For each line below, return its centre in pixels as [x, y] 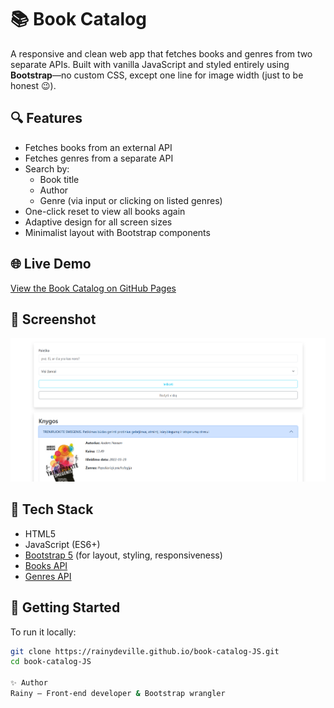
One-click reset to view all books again [105, 211]
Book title [59, 179]
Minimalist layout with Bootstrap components [117, 232]
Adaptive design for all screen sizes [98, 222]
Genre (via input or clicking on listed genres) [131, 200]
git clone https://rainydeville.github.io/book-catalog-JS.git [145, 651]
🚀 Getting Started [65, 607]
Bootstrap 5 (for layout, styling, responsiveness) [123, 555]
